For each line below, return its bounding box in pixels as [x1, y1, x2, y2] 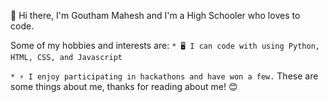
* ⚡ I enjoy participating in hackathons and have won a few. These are [10, 70, 319, 82]
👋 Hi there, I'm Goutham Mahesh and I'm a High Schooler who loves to [10, 10, 301, 21]
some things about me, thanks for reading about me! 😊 [10, 81, 238, 92]
